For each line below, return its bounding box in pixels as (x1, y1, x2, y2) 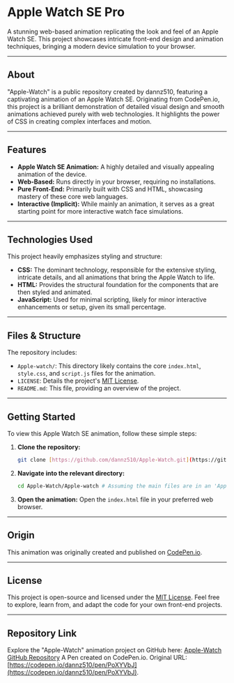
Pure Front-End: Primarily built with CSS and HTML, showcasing (17, 184, 203, 193)
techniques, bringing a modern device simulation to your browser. (7, 42, 196, 50)
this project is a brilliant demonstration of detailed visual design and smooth (7, 102, 225, 110)
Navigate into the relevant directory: (17, 469, 125, 477)
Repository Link (7, 627, 77, 639)
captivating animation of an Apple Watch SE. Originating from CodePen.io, (7, 95, 220, 103)
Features (7, 144, 47, 156)
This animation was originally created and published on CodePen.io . (7, 548, 203, 556)
